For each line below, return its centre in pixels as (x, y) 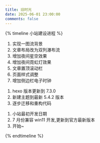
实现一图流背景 (27, 44)
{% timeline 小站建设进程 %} (34, 33)
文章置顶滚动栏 (27, 68)
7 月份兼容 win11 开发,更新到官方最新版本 (53, 120)
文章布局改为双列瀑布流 (36, 50)
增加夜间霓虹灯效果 (32, 62)
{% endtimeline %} (24, 136)
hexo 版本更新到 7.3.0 (34, 91)
